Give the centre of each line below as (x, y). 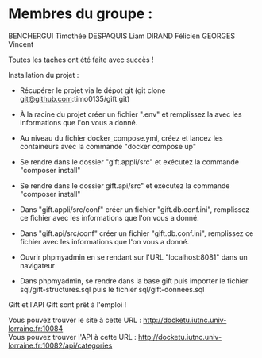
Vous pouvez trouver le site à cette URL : (75, 320)
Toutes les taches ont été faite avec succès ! (81, 60)
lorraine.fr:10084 (36, 328)
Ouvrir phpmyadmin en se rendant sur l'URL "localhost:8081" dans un (133, 257)
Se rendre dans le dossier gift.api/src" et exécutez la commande (125, 185)
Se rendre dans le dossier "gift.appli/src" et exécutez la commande (129, 162)
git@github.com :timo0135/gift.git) (75, 98)
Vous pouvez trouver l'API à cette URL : (72, 337)
